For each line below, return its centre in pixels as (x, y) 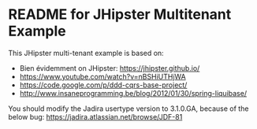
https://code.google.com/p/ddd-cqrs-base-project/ (103, 85)
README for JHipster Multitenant (120, 15)
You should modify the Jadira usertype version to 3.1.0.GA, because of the (128, 109)
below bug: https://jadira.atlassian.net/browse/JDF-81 (95, 116)
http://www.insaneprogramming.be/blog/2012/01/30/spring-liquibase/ (133, 93)
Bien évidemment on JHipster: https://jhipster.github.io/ (110, 68)
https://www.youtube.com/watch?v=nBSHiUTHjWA (103, 76)
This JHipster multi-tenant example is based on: (86, 53)
